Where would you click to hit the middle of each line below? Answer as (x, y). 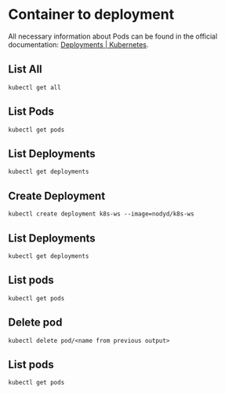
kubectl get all (34, 87)
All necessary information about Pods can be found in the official (113, 36)
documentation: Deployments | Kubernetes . (78, 44)
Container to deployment (91, 15)
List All (25, 70)
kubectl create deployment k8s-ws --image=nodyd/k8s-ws (101, 214)
